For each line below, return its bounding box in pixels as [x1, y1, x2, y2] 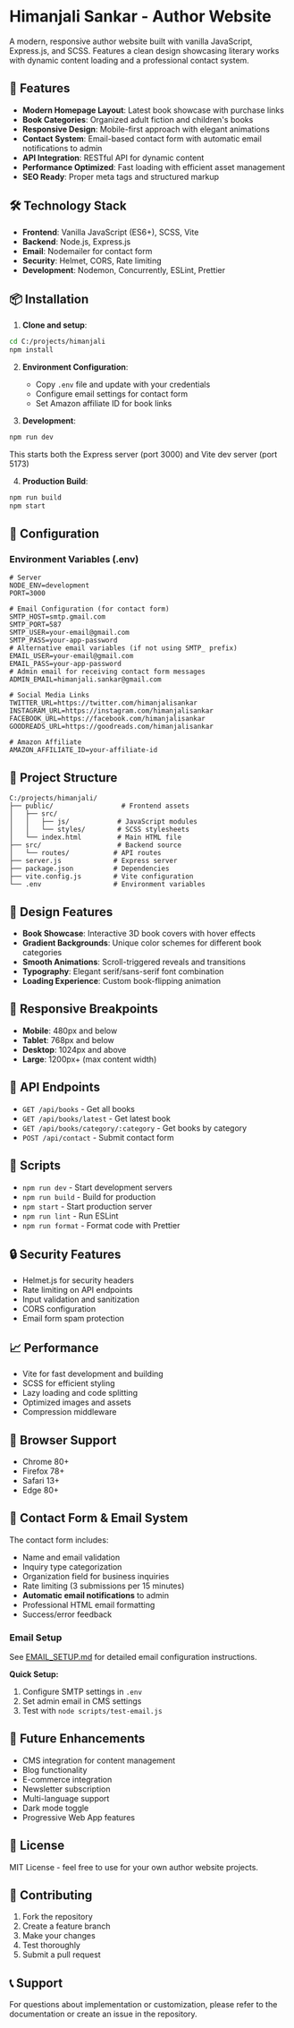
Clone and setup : [21, 320, 88, 330]
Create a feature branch [21, 1921, 111, 1931]
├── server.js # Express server [9, 857, 178, 866]
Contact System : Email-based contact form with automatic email [21, 133, 262, 144]
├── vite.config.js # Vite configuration [9, 872, 194, 881]
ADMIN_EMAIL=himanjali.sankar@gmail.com [9, 675, 163, 684]
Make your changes [21, 1930, 96, 1941]
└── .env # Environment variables [9, 880, 206, 889]
